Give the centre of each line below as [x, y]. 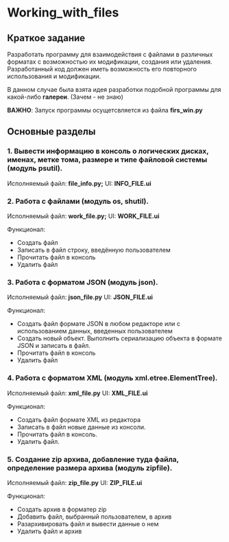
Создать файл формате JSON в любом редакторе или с [98, 324]
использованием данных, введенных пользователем [95, 331]
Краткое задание [46, 38]
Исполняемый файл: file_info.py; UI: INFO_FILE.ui [79, 183]
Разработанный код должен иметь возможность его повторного [102, 69]
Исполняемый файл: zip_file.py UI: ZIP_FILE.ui [75, 482]
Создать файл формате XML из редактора [79, 419]
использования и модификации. [54, 76]
